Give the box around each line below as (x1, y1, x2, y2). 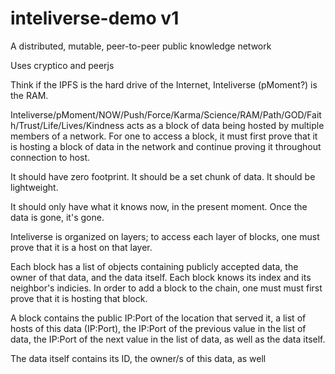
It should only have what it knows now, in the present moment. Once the (10, 200, 308, 212)
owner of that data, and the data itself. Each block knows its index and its (10, 271, 312, 283)
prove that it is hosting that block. (10, 292, 148, 304)
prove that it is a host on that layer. (10, 241, 153, 253)
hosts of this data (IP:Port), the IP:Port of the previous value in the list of (10, 322, 307, 334)
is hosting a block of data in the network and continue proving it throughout (10, 140, 322, 152)
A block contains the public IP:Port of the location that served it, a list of (10, 312, 307, 324)
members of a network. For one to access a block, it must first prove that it (10, 130, 318, 142)
